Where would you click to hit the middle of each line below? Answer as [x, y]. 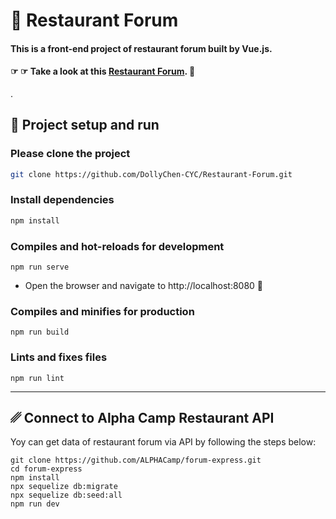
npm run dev [35, 504]
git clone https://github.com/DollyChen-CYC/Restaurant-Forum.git [151, 174]
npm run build [40, 332]
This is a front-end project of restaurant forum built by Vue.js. [141, 48]
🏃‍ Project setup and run [85, 125]
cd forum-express [46, 469]
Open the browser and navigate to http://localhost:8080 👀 [144, 286]
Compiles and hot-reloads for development [117, 246]
